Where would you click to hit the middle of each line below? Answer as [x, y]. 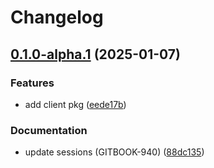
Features [32, 83]
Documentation [49, 130]
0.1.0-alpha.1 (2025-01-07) [95, 54]
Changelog [57, 17]
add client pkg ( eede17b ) [75, 104]
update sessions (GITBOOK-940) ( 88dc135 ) [114, 152]
